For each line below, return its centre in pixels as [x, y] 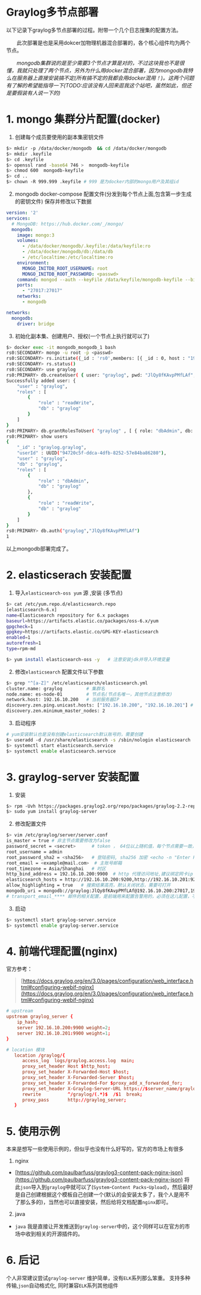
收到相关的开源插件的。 [54, 1234]
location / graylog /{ [40, 1055]
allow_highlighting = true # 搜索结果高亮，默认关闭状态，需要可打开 [89, 885]
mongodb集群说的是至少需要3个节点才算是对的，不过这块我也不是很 [101, 63]
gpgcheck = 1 [20, 626]
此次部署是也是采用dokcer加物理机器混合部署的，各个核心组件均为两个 [104, 43]
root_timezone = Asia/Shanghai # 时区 [56, 869]
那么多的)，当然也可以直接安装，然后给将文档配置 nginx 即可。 [96, 1202]
